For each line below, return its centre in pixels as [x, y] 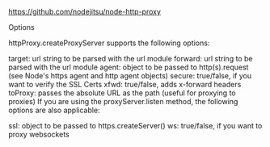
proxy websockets [39, 134]
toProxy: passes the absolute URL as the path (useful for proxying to [122, 93]
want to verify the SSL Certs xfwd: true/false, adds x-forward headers [125, 84]
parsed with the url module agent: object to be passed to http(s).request [129, 67]
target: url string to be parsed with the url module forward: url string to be [131, 59]
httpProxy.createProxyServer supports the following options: [109, 43]
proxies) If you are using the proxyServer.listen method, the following [123, 101]
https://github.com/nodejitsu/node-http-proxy [85, 12]
